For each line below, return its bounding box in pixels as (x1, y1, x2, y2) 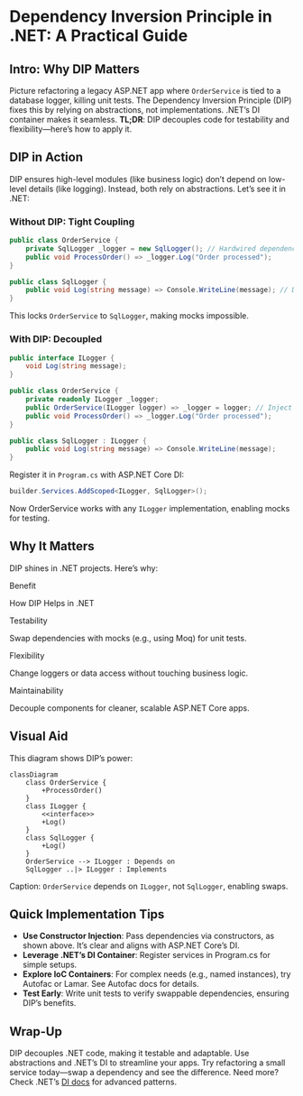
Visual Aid (9, 729, 69, 744)
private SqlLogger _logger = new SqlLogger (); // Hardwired (25, 244, 256, 253)
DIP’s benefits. (22, 998, 77, 1009)
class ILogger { (25, 801, 87, 811)
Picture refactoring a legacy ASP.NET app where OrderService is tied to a (9, 86, 281, 96)
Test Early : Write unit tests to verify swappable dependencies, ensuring (22, 988, 290, 999)
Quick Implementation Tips (9, 907, 165, 922)
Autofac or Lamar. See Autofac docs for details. (22, 979, 200, 990)
